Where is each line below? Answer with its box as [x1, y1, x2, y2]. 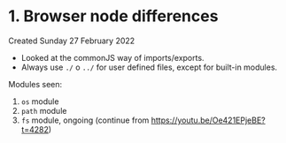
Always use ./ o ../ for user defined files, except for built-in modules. [20, 62, 278, 72]
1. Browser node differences [8, 6, 219, 26]
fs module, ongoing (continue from [20, 115, 150, 125]
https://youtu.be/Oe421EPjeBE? [151, 115, 267, 125]
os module [20, 95, 59, 107]
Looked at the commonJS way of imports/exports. [20, 52, 205, 63]
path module [20, 105, 67, 116]
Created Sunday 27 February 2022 [8, 35, 135, 46]
